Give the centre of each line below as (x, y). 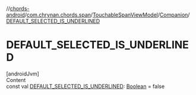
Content (16, 80)
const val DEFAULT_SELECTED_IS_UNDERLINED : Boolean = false (86, 86)
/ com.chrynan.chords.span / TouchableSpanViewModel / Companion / (107, 15)
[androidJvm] (23, 74)
